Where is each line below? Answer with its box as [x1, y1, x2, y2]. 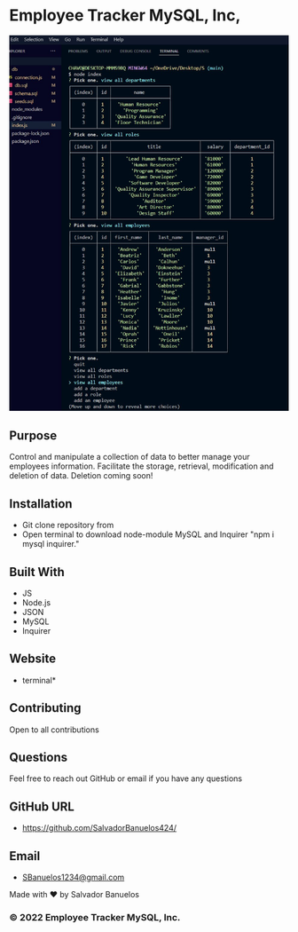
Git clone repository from [21, 520, 114, 531]
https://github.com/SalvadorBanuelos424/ [21, 823, 177, 833]
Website [9, 652, 56, 667]
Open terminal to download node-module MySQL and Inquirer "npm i [21, 529, 275, 540]
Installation [9, 496, 73, 511]
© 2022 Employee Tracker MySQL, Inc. [9, 911, 181, 923]
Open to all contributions [9, 724, 99, 735]
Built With [9, 565, 65, 580]
